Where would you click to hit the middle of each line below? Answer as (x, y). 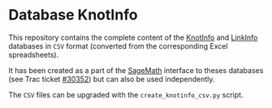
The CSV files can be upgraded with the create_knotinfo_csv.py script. (126, 94)
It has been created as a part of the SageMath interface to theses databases (136, 70)
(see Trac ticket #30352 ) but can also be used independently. (112, 79)
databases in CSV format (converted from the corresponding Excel (119, 45)
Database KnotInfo (73, 15)
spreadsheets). (34, 54)
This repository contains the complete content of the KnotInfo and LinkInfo (133, 37)
